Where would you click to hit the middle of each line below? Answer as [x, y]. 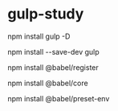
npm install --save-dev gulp [53, 51]
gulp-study [46, 14]
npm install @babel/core [48, 83]
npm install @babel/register [53, 67]
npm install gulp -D [39, 36]
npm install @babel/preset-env [59, 98]
